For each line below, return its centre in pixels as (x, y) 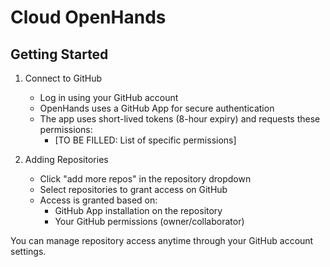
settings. (28, 251)
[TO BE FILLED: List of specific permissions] (145, 140)
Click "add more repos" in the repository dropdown (145, 179)
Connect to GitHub (63, 78)
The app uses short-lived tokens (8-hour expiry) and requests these (180, 119)
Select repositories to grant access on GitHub (133, 189)
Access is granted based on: (98, 200)
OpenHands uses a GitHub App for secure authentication (157, 108)
